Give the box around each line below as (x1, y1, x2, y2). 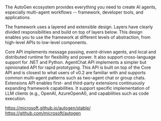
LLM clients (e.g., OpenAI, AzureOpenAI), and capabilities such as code (5, 90, 149, 96)
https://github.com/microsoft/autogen (5, 110, 81, 116)
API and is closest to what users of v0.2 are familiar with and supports (5, 70, 146, 75)
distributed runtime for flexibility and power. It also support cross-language (5, 54, 156, 60)
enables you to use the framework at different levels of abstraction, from (5, 34, 151, 40)
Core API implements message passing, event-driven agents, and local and (5, 49, 156, 55)
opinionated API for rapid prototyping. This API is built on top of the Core (5, 64, 151, 70)
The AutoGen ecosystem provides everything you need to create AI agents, (5, 4, 157, 10)
